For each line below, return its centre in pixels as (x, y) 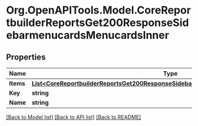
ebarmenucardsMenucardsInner (88, 35)
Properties (26, 57)
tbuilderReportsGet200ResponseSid (98, 23)
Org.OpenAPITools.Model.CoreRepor (99, 10)
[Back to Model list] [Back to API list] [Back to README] (74, 117)
